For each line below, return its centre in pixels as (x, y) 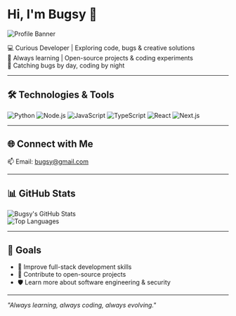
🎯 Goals (25, 250)
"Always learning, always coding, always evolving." (82, 305)
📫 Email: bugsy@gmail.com (48, 162)
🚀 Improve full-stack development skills (74, 267)
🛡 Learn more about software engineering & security (94, 282)
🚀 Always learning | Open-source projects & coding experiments (100, 58)
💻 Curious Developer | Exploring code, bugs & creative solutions (101, 48)
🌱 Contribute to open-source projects (72, 275)
